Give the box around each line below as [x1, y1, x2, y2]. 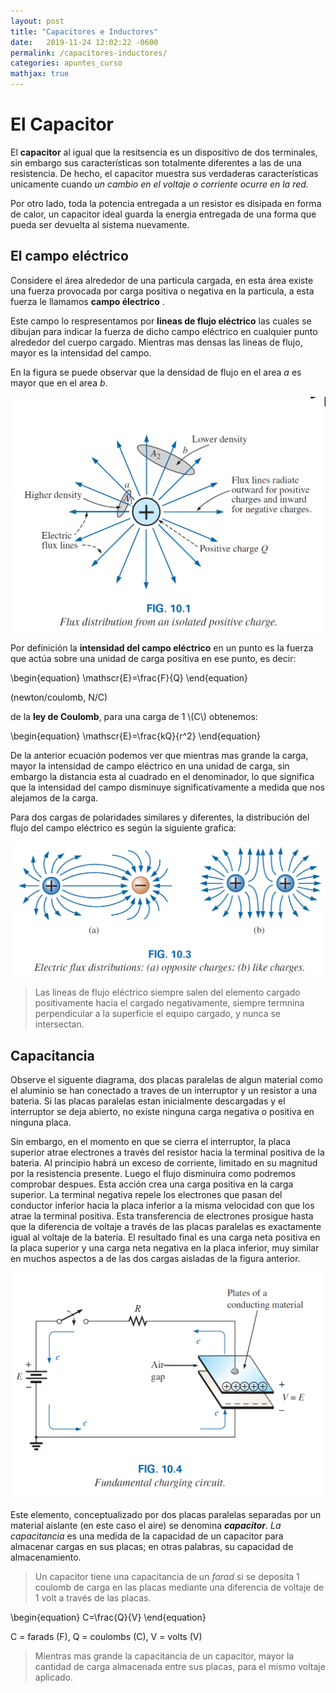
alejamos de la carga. [10, 792, 99, 804]
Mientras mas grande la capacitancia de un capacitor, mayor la [34, 1650, 295, 1662]
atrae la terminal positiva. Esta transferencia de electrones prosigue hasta [10, 1210, 314, 1222]
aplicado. [34, 1671, 74, 1683]
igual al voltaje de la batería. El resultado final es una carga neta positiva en [10, 1231, 321, 1244]
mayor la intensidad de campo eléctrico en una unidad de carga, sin [10, 760, 290, 772]
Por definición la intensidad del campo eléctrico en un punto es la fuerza [10, 642, 314, 654]
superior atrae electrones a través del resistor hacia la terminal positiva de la [10, 1146, 325, 1159]
